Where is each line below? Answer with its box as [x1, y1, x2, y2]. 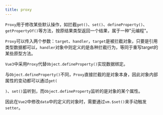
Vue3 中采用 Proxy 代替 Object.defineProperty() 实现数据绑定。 [5, 61, 128, 67]
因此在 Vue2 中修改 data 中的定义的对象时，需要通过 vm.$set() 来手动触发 [5, 98, 147, 104]
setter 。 [5, 105, 23, 111]
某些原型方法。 [5, 50, 36, 56]
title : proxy [5, 7, 32, 12]
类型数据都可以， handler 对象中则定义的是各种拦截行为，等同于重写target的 [5, 44, 158, 50]
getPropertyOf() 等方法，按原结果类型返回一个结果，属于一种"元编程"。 [5, 28, 151, 34]
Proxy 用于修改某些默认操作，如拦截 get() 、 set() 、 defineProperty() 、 [5, 21, 147, 27]
